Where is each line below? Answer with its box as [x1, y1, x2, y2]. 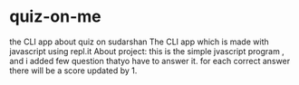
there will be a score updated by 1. [9, 65, 138, 76]
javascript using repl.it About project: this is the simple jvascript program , [9, 45, 285, 56]
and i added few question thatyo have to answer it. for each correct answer [9, 55, 291, 66]
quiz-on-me [9, 6, 101, 27]
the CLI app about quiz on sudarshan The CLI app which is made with [9, 36, 269, 47]
